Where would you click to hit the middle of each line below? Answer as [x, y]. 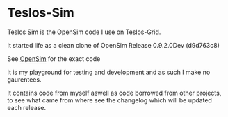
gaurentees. [24, 79]
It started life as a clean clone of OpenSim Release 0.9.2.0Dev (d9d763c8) [114, 45]
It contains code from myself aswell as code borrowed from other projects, [114, 93]
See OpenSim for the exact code [54, 58]
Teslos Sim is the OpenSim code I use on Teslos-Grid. [84, 32]
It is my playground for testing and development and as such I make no [109, 72]
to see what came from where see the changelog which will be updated [109, 100]
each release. [27, 107]
